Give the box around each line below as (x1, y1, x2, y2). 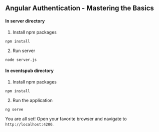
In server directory (5, 17, 45, 24)
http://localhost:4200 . (5, 121, 54, 127)
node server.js (5, 57, 37, 62)
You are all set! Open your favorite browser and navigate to (5, 115, 127, 121)
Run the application (12, 97, 53, 103)
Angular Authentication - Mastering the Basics (5, 4, 154, 12)
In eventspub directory (5, 67, 54, 74)
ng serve (5, 107, 24, 112)
